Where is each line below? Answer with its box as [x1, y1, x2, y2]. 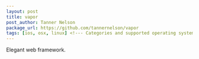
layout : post [6, 8, 38, 15]
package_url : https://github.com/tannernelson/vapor [6, 25, 139, 31]
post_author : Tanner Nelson [6, 19, 76, 25]
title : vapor [6, 14, 38, 20]
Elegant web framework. [6, 46, 66, 53]
